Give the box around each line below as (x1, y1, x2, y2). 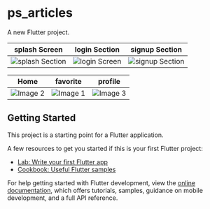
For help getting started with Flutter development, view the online (7, 178, 196, 187)
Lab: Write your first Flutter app (17, 157, 108, 166)
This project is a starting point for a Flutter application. (7, 131, 164, 139)
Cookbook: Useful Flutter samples (17, 165, 116, 173)
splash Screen (13, 44, 63, 54)
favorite (55, 76, 82, 86)
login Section (74, 44, 120, 54)
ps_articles (7, 5, 73, 21)
